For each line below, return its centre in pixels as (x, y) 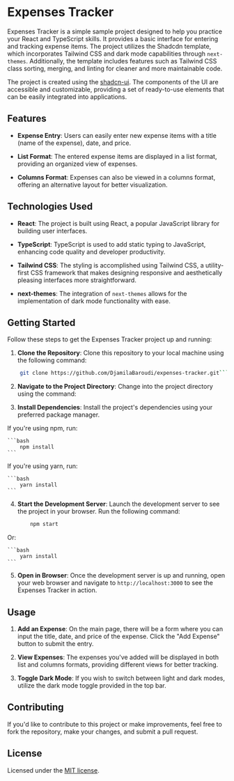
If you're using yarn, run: (42, 466)
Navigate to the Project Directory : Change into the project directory (115, 387)
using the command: (47, 394)
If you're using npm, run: (42, 428)
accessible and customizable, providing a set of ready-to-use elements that (116, 89)
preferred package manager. (58, 415)
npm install (37, 447)
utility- (214, 265)
